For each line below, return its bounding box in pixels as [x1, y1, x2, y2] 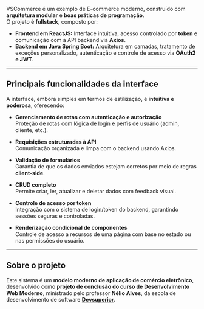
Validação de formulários [15, 156, 81, 164]
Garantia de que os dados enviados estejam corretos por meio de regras [15, 162, 197, 170]
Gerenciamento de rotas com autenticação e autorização [15, 113, 162, 120]
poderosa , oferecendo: [6, 102, 65, 109]
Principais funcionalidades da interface [6, 79, 159, 89]
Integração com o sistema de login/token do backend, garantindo [15, 206, 179, 213]
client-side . [15, 169, 45, 176]
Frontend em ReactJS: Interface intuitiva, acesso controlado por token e [15, 30, 198, 37]
